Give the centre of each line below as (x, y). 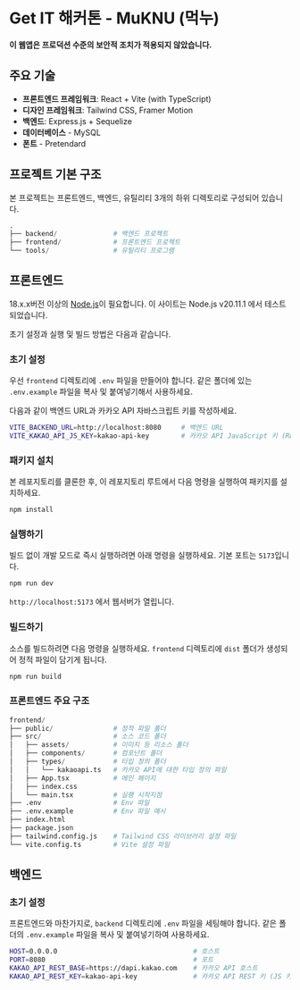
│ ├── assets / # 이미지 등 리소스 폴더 (99, 745)
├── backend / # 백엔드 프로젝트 (89, 234)
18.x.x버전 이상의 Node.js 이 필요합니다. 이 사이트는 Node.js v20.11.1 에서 (136, 304)
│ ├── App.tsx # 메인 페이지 (83, 778)
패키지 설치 (32, 460)
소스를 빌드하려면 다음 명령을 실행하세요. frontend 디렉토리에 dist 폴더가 (137, 648)
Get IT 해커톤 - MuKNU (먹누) (115, 18)
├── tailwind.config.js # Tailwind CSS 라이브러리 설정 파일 (123, 836)
